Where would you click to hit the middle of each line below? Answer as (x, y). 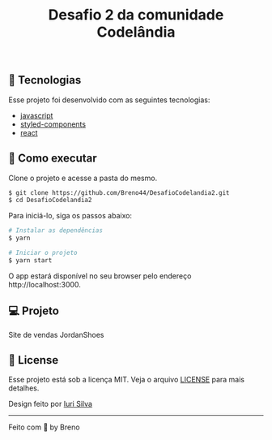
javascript (36, 115)
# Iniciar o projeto (43, 253)
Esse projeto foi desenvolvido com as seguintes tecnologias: (109, 100)
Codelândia (136, 32)
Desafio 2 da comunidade (136, 15)
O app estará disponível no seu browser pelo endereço (100, 276)
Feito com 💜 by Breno (44, 427)
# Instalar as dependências (56, 231)
